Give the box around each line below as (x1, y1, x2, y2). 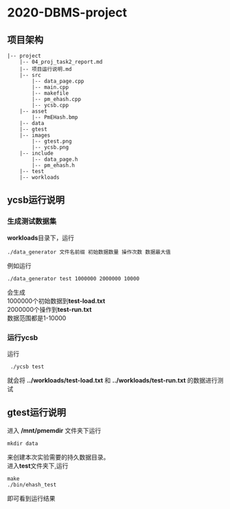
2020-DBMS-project (7, 5, 127, 21)
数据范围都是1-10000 (7, 314, 67, 322)
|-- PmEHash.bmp (32, 114, 78, 121)
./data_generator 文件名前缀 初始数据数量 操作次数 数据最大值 (7, 249, 171, 256)
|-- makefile (32, 90, 69, 97)
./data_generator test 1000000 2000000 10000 (7, 275, 139, 282)
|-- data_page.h (32, 156, 78, 163)
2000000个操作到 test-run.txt (7, 305, 92, 313)
